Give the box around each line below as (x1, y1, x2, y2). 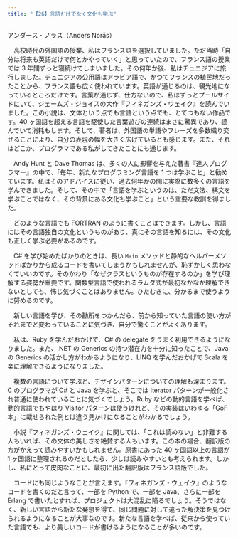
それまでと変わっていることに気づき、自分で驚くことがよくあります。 (7, 320, 212, 328)
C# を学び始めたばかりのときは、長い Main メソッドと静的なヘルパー (13, 251, 215, 260)
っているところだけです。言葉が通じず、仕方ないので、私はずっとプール (7, 90, 218, 99)
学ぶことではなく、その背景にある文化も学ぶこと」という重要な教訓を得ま (7, 194, 225, 203)
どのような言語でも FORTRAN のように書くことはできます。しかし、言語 (13, 218, 227, 227)
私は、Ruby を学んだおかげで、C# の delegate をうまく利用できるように (13, 335, 225, 344)
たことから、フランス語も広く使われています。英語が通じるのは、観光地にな (7, 81, 231, 90)
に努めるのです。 (7, 296, 57, 305)
